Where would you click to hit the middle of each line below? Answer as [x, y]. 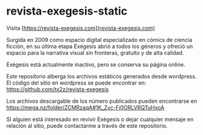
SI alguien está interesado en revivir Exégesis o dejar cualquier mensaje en [100, 119]
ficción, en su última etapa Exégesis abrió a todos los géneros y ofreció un [100, 46]
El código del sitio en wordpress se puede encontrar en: [76, 83]
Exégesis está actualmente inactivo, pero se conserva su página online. [96, 64]
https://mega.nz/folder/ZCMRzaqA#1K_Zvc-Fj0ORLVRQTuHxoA [85, 107]
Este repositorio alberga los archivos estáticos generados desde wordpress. [101, 76]
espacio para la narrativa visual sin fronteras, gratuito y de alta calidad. [95, 52]
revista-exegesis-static [67, 11]
